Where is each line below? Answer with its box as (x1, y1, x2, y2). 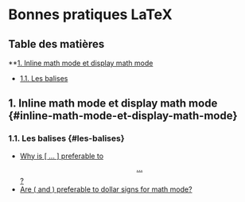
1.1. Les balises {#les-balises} (8, 133, 125, 144)
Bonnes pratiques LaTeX (8, 6, 173, 24)
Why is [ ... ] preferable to (19, 151, 104, 161)
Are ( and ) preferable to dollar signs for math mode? (19, 185, 192, 194)
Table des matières (8, 37, 105, 51)
